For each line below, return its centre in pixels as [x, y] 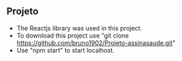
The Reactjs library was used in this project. [79, 28]
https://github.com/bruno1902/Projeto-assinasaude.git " [96, 43]
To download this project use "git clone [73, 35]
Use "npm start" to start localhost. [66, 50]
